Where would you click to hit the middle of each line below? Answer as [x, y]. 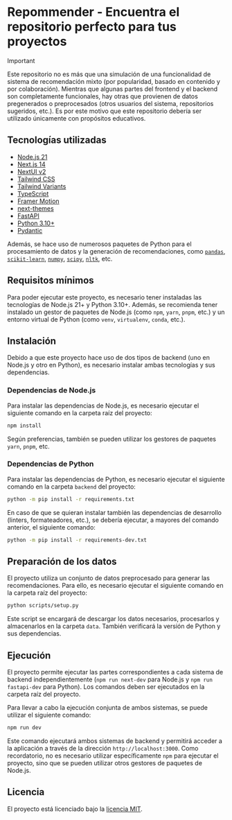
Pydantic [30, 230]
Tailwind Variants [42, 186]
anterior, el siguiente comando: [51, 527]
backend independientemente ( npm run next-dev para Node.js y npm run [110, 679]
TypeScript [33, 193]
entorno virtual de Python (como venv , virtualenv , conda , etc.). [96, 319]
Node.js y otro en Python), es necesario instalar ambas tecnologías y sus [111, 365]
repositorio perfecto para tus [92, 27]
